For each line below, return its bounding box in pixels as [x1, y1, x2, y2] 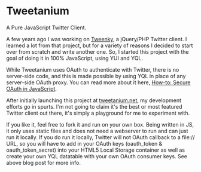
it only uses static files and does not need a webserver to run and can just [6, 127, 188, 134]
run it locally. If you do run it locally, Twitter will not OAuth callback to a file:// [6, 133, 195, 141]
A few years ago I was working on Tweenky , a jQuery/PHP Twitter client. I [6, 35, 187, 42]
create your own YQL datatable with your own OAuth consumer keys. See [6, 152, 187, 159]
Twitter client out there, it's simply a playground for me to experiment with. [6, 109, 190, 116]
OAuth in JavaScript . [6, 85, 57, 92]
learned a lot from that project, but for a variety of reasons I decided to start [6, 42, 193, 49]
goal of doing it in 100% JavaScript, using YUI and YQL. [6, 54, 144, 62]
